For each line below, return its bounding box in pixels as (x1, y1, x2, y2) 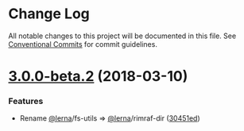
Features (8, 96, 44, 107)
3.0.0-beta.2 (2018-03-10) (8, 67, 188, 86)
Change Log (8, 5, 90, 23)
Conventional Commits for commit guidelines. (8, 39, 157, 48)
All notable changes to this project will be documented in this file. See (8, 31, 237, 40)
